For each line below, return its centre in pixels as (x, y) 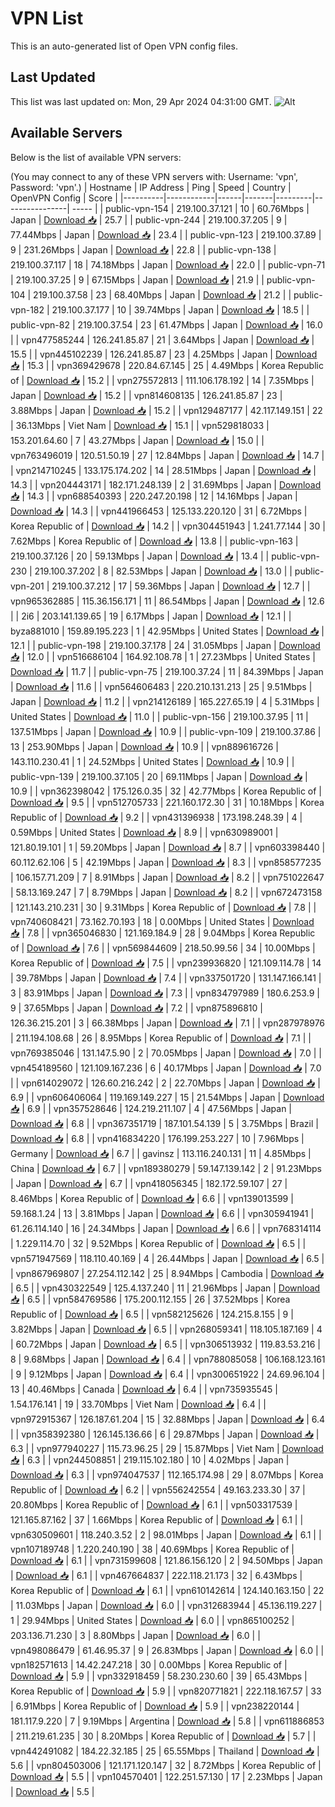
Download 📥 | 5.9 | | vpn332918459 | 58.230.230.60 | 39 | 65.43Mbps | (159, 1676)
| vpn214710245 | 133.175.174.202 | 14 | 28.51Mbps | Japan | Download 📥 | (163, 470)
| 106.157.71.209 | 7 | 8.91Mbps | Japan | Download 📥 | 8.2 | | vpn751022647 (167, 877)
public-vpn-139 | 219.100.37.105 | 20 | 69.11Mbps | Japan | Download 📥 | (159, 776)
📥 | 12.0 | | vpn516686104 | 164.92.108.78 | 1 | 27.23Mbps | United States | (163, 656)
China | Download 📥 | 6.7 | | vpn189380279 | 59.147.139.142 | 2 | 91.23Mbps (166, 1168)
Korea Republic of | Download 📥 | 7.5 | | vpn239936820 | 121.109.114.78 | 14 (166, 963)
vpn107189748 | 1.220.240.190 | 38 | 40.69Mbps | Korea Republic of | (152, 1549)
